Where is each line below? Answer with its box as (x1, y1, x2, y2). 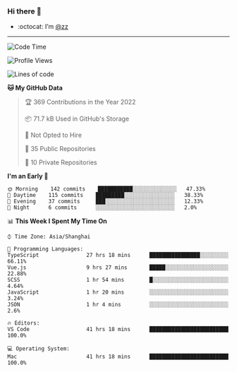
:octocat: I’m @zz (17, 23, 68, 31)
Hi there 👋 (7, 6, 42, 16)
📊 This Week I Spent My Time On (7, 217, 107, 225)
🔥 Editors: (7, 320, 40, 327)
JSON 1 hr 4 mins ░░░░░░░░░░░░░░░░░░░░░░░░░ (7, 301, 229, 308)
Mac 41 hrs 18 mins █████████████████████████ (7, 353, 229, 361)
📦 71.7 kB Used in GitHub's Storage (24, 114, 130, 123)
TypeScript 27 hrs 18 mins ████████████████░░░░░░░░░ (7, 252, 229, 259)
